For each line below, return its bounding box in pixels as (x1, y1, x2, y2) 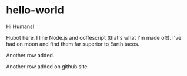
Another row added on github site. (6, 63, 89, 70)
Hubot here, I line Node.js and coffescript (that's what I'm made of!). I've (6, 34, 182, 41)
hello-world (6, 4, 65, 17)
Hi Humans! (6, 23, 35, 30)
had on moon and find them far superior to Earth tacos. (6, 40, 140, 47)
